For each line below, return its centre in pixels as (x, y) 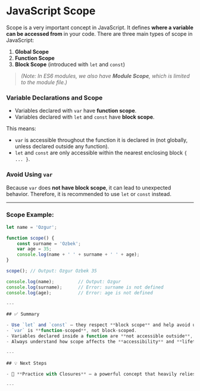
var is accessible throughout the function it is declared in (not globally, (101, 140)
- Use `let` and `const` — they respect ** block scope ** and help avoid (98, 325)
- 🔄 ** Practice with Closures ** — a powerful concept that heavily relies (101, 374)
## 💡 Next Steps (26, 363)
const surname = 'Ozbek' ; (49, 243)
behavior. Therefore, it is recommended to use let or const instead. (89, 194)
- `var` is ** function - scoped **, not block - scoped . (71, 331)
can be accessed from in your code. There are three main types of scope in (99, 33)
